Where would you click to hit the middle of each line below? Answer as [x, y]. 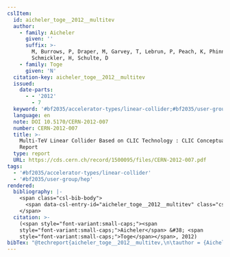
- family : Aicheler [47, 33]
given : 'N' [41, 71]
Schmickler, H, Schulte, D [70, 58]
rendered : [21, 186]
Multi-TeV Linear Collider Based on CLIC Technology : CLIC [107, 141]
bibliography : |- [38, 192]
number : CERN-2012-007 [46, 128]
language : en [32, 115]
